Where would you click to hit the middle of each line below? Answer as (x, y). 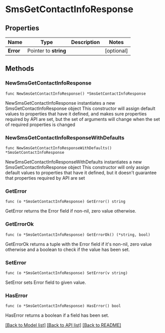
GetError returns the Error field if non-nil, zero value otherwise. (71, 211)
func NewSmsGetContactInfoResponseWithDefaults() (59, 148)
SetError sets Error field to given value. (46, 282)
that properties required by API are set (45, 178)
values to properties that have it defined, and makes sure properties (76, 114)
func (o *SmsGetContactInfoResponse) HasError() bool (63, 306)
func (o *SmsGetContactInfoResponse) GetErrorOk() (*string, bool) (78, 235)
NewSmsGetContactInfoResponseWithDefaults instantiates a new (74, 162)
